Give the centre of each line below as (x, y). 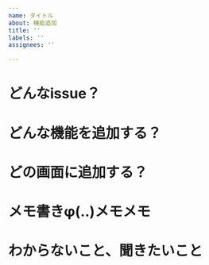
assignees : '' (32, 45)
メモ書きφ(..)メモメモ (79, 211)
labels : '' (26, 38)
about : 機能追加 (33, 23)
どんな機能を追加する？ (85, 133)
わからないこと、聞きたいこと (105, 251)
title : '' (25, 30)
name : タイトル (31, 15)
